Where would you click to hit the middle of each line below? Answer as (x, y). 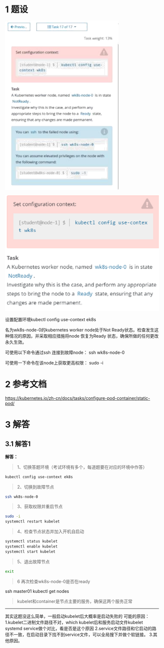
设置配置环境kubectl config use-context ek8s (51, 319)
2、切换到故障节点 (36, 487)
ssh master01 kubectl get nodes (37, 591)
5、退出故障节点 (33, 562)
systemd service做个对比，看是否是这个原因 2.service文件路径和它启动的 (79, 628)
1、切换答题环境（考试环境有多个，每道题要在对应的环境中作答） (82, 467)
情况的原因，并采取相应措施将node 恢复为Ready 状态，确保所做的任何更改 (84, 336)
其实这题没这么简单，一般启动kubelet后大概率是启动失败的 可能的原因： (77, 616)
